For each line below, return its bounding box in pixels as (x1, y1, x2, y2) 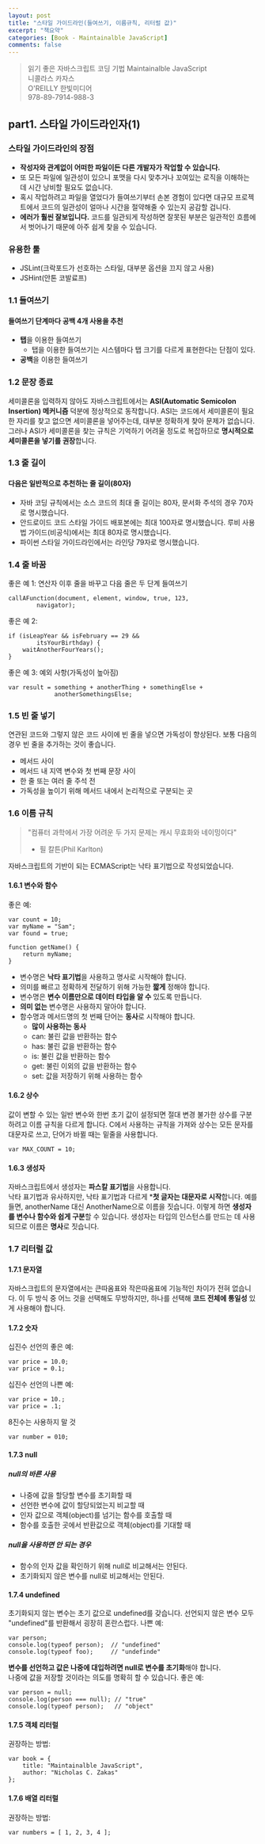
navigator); (36, 601, 77, 609)
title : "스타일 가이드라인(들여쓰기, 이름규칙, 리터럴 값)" (8, 19, 177, 27)
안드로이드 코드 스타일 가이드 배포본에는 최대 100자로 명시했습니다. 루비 (19, 517, 241, 527)
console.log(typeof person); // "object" (8, 1702, 154, 1711)
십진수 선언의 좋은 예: (8, 1342, 74, 1351)
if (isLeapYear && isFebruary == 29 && (8, 631, 140, 640)
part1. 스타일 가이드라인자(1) (8, 117, 141, 131)
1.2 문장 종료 (8, 377, 54, 388)
